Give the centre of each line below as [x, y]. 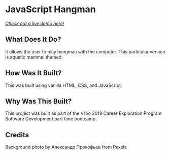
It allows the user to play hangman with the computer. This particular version [85, 51]
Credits [17, 135]
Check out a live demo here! [35, 23]
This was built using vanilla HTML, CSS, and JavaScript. [64, 85]
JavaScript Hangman [50, 9]
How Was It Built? [33, 73]
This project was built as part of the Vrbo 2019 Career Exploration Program [83, 113]
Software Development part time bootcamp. [51, 119]
